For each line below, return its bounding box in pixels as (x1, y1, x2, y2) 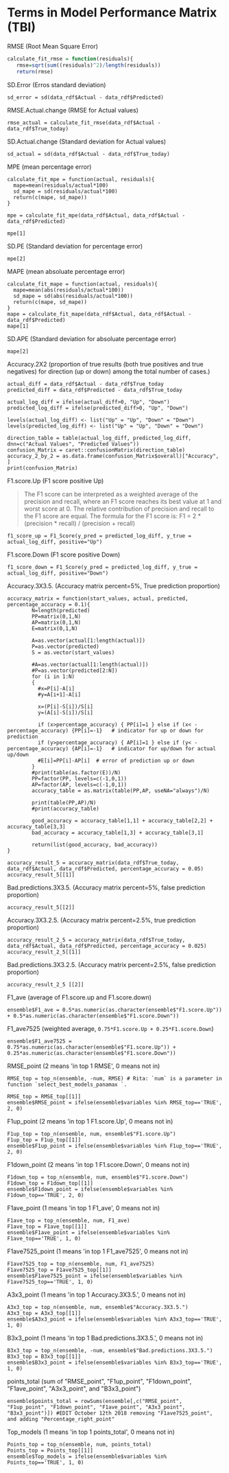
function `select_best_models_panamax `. (7, 1081, 128, 1088)
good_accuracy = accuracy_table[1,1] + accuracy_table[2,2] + (32, 817, 213, 824)
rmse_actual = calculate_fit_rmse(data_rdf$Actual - (7, 119, 161, 126)
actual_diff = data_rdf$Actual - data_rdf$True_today (7, 380, 165, 387)
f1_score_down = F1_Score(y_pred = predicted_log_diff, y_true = (7, 564, 197, 570)
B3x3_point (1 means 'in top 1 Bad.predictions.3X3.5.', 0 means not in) (7, 1334, 204, 1342)
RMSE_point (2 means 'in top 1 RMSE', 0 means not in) (7, 1062, 160, 1070)
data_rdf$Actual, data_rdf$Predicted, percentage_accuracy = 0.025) (7, 942, 207, 949)
